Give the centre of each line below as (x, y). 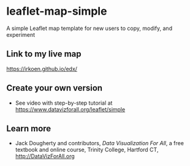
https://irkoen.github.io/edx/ (42, 69)
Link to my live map (44, 54)
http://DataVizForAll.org (45, 156)
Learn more (29, 128)
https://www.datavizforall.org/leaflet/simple (70, 109)
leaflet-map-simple (57, 11)
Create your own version (55, 88)
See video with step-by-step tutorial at (64, 103)
